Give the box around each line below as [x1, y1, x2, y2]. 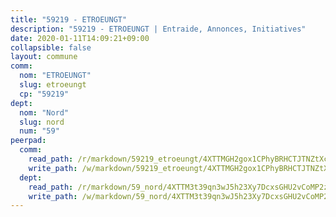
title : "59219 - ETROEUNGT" [10, 14, 128, 25]
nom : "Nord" [19, 107, 70, 118]
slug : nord [19, 117, 65, 127]
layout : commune [10, 52, 78, 62]
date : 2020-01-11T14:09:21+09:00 [10, 33, 150, 43]
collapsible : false [10, 42, 92, 53]
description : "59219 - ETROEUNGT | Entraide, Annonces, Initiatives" [10, 24, 307, 34]
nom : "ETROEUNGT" [19, 71, 92, 81]
